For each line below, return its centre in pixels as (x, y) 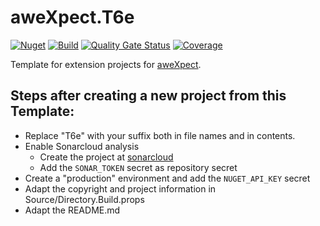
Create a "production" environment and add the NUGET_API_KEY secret (167, 178)
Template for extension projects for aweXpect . (106, 64)
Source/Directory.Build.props (84, 199)
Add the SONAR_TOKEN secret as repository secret (138, 167)
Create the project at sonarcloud (106, 157)
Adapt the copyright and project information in (120, 188)
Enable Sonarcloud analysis (82, 146)
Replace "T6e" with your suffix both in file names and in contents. (160, 135)
